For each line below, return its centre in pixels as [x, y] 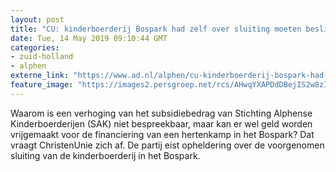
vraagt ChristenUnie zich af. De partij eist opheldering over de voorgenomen [167, 145]
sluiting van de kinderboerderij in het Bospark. [105, 155]
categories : [35, 47]
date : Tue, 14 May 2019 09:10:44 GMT [89, 38]
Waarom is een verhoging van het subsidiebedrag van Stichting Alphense [161, 113]
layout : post [37, 19]
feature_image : [42, 85]
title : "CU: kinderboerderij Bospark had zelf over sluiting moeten [156, 29]
